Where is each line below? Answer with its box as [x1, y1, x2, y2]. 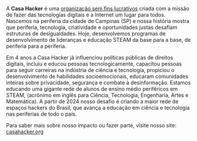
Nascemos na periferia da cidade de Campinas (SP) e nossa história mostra [6, 18, 190, 24]
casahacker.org [6, 128, 44, 135]
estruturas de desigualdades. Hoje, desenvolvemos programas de [6, 30, 166, 37]
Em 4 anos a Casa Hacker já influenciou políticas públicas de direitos [6, 54, 173, 61]
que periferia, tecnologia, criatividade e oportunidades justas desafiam [6, 24, 178, 31]
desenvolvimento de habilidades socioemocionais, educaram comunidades [6, 73, 189, 80]
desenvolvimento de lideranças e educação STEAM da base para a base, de [6, 37, 191, 43]
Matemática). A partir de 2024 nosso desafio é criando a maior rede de [6, 98, 179, 105]
